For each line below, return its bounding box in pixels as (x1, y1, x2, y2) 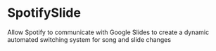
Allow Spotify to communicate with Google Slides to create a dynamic (7, 28, 210, 36)
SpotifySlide (7, 5, 81, 21)
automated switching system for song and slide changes (7, 35, 171, 43)
